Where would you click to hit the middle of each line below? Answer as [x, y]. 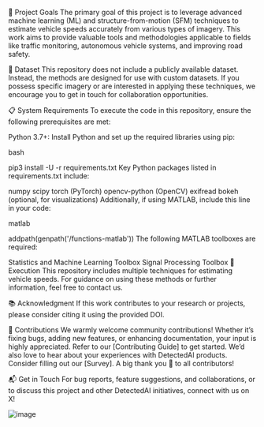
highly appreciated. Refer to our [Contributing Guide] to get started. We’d [126, 346]
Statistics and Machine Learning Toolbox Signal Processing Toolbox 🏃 [121, 262]
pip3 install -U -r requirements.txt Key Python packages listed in [112, 167]
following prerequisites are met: [59, 122]
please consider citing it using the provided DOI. [86, 315]
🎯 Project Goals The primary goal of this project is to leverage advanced [125, 12]
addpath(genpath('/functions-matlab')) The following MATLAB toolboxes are [132, 238]
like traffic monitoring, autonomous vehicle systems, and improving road [125, 46]
